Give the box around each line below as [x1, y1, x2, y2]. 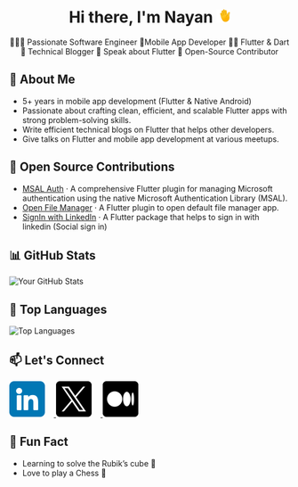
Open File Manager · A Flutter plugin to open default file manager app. [21, 202, 279, 212]
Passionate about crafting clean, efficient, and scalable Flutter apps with [21, 105, 287, 116]
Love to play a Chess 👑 [21, 467, 107, 478]
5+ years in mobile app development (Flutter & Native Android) [21, 95, 252, 106]
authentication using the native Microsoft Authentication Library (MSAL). [21, 193, 288, 203]
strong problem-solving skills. [21, 114, 132, 125]
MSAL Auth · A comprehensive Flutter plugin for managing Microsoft [21, 183, 273, 194]
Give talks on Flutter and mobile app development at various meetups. [21, 133, 279, 144]
